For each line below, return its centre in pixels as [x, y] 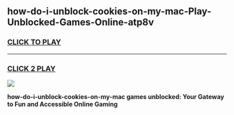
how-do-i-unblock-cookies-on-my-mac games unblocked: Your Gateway [116, 96]
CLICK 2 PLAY [31, 68]
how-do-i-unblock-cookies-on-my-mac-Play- [109, 11]
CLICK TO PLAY [34, 43]
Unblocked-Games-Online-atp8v [81, 23]
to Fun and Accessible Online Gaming [63, 104]
